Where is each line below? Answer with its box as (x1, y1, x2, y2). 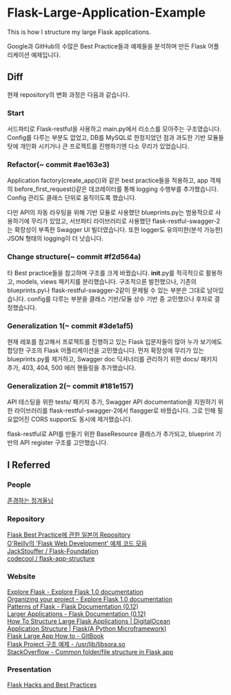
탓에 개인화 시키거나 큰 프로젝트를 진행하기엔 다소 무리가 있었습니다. (7, 142, 190, 150)
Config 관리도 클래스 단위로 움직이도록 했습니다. (7, 194, 137, 202)
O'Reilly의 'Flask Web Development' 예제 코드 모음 (7, 539, 147, 548)
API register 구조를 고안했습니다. (19, 438, 109, 447)
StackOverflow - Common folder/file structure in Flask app (7, 647, 174, 656)
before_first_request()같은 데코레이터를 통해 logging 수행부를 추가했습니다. (14, 185, 219, 193)
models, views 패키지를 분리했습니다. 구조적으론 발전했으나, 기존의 (16, 277, 197, 285)
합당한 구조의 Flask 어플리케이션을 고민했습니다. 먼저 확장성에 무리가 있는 (7, 346, 205, 354)
